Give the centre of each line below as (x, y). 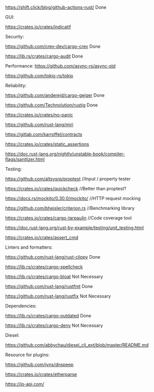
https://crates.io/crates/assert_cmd (42, 237)
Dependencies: (21, 306)
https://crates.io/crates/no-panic (39, 115)
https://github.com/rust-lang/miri (40, 125)
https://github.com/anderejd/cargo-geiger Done (55, 95)
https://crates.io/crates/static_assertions (47, 144)
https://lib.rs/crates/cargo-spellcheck (44, 267)
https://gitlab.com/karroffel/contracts (44, 134)
